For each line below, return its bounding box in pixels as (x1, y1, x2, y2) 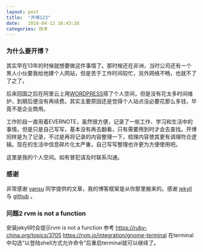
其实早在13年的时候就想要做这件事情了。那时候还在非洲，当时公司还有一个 (6, 62, 192, 69)
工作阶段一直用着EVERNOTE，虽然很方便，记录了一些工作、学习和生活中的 (6, 118, 193, 125)
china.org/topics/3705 (6, 231, 62, 239)
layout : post (6, 8, 39, 15)
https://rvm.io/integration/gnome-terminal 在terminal (62, 231, 194, 239)
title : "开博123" (6, 15, 51, 21)
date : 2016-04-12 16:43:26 (6, 20, 80, 26)
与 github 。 (6, 192, 36, 200)
